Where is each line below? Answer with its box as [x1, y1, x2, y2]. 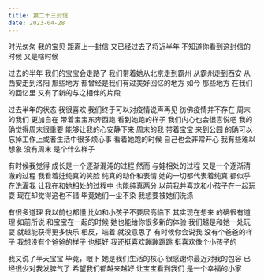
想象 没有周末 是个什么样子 [8, 144, 95, 154]
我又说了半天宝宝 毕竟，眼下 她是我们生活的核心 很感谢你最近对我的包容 [8, 253, 242, 263]
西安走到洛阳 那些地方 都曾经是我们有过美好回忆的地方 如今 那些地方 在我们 [8, 78, 253, 88]
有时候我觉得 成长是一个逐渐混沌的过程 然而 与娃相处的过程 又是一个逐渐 [8, 161, 244, 170]
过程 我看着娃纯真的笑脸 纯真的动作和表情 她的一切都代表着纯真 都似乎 [21, 170, 251, 180]
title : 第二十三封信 [8, 11, 69, 20]
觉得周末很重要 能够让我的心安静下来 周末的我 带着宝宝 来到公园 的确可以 [14, 124, 253, 134]
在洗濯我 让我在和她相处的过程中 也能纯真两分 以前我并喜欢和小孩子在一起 [8, 181, 249, 190]
